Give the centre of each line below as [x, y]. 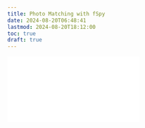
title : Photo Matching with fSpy [56, 14]
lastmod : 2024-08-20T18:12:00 [52, 27]
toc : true [22, 33]
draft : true [25, 40]
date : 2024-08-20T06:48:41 [47, 20]
